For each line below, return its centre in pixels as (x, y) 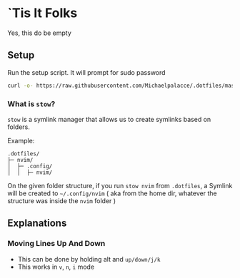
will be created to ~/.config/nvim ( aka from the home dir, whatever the (112, 193)
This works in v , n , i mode (56, 267)
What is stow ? (31, 103)
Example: (21, 140)
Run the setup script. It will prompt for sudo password (86, 72)
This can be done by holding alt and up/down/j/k (89, 259)
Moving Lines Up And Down (56, 244)
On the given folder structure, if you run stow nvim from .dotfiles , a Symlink (120, 185)
